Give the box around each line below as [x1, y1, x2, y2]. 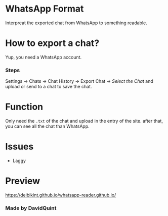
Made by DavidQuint [5, 204, 57, 211]
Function [5, 101, 44, 113]
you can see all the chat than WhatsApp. [5, 123, 90, 129]
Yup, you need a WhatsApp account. [5, 54, 82, 60]
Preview [5, 175, 40, 187]
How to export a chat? [5, 37, 100, 49]
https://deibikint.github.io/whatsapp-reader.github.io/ [5, 192, 116, 198]
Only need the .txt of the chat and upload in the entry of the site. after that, [5, 118, 163, 124]
